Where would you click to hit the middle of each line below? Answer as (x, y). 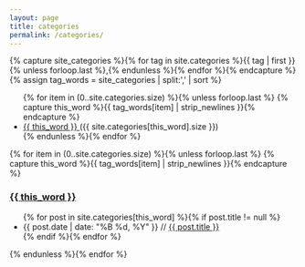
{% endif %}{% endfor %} (72, 236)
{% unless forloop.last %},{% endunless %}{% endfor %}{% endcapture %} (153, 70)
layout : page (34, 18)
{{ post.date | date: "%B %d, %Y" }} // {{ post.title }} (121, 226)
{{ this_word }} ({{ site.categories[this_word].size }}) (121, 127)
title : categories (44, 26)
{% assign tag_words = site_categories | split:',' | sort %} (116, 80)
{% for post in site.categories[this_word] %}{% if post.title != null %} (152, 217)
